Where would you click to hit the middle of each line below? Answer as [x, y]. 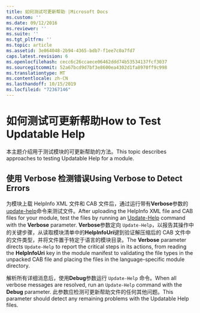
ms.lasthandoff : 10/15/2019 [41, 84]
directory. [18, 265]
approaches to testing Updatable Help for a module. [70, 158]
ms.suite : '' [22, 34]
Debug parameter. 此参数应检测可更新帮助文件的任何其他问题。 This [90, 291]
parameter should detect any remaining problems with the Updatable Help [98, 298]
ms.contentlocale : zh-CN [37, 78]
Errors [18, 188]
